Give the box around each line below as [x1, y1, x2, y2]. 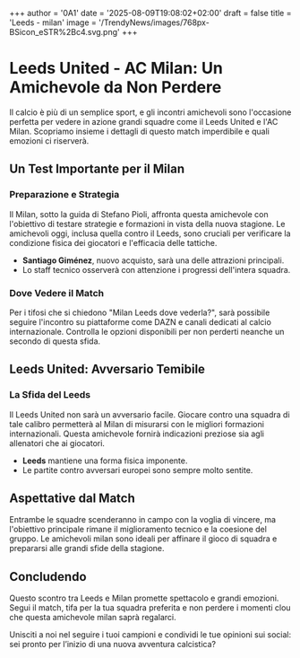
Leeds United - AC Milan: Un [9, 58, 224, 79]
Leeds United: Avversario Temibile [9, 362, 206, 377]
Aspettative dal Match [9, 491, 136, 505]
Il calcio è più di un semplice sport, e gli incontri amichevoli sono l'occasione [9, 107, 292, 118]
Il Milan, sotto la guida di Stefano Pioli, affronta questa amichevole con [9, 208, 269, 219]
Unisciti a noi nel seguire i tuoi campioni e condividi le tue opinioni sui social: [9, 629, 292, 640]
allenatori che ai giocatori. [9, 437, 106, 448]
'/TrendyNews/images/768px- [98, 17, 210, 28]
